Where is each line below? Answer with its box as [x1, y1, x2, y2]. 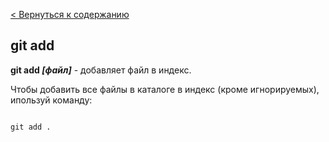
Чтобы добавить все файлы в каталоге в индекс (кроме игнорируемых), [10, 83, 320, 95]
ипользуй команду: [10, 94, 93, 106]
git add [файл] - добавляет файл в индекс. [10, 64, 192, 76]
